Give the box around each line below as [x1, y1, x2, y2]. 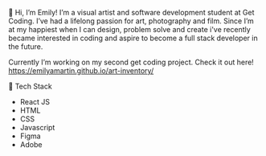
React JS [19, 97, 51, 106]
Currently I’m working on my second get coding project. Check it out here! [8, 57, 255, 67]
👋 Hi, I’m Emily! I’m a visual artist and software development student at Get [8, 8, 255, 17]
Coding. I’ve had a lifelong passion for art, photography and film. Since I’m [8, 16, 255, 26]
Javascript [19, 123, 55, 132]
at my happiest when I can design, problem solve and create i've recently [8, 25, 251, 34]
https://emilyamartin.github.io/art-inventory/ [8, 66, 154, 76]
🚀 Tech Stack [8, 81, 52, 91]
